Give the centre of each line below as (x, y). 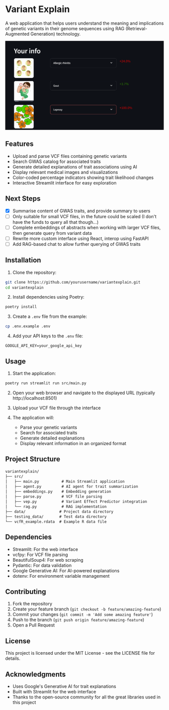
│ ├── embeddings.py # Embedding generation (58, 491)
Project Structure (33, 459)
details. (13, 658)
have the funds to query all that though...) (56, 222)
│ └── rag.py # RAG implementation (56, 506)
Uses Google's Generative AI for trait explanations (64, 686)
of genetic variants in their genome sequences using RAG (65, 28)
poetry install (21, 307)
